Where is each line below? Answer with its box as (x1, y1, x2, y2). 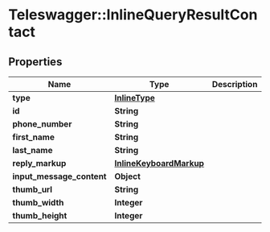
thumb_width (12, 197, 64, 208)
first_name (12, 131, 55, 143)
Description (211, 79, 258, 89)
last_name (12, 145, 53, 155)
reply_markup (12, 158, 67, 168)
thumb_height (12, 210, 67, 221)
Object (114, 171, 141, 182)
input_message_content (12, 171, 107, 182)
